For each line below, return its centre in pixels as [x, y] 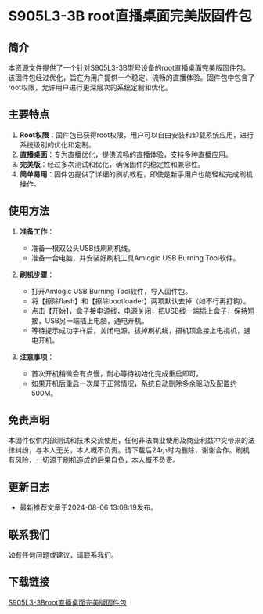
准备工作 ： [37, 231]
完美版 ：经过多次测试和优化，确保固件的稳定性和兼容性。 [112, 164]
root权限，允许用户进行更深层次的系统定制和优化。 [90, 87]
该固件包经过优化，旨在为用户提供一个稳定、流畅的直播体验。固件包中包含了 [131, 78]
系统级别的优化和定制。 [57, 144]
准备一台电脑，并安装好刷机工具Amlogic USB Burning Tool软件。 [135, 258]
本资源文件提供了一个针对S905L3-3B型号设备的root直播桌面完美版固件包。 [129, 68]
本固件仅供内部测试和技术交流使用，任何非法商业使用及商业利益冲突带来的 [128, 441]
